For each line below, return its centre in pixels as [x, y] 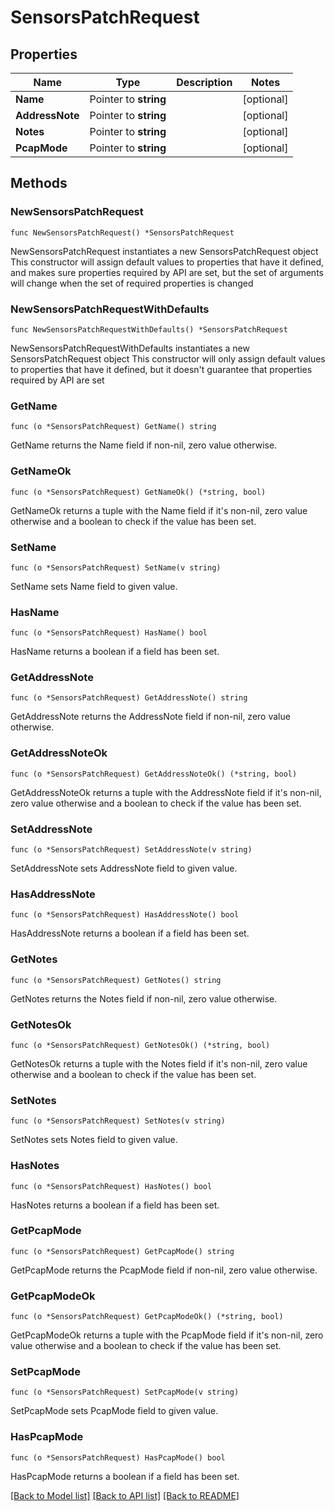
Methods [39, 183]
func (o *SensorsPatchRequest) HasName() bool [109, 633]
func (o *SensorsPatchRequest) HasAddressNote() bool [125, 915]
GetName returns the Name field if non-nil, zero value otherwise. [144, 445]
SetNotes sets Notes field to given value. [94, 1140]
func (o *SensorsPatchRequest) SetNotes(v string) [118, 1121]
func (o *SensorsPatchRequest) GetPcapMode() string [122, 1251]
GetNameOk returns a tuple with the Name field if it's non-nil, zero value [159, 510]
